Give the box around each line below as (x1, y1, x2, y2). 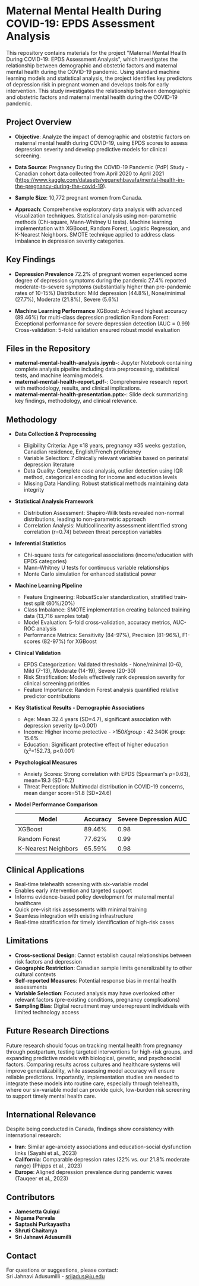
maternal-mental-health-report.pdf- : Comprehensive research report (14, 378, 188, 386)
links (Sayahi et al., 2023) (14, 1150, 77, 1157)
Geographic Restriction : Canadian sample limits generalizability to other (14, 964, 192, 971)
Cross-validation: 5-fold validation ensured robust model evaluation (14, 326, 180, 333)
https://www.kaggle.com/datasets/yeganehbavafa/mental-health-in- (17, 176, 185, 183)
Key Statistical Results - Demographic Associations (14, 704, 145, 712)
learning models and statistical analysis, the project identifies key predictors (6, 74, 192, 82)
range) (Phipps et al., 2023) (14, 1162, 83, 1169)
